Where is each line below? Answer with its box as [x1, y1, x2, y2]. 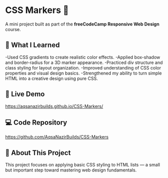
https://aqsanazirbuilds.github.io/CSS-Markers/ [5, 103, 103, 109]
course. [5, 26, 21, 32]
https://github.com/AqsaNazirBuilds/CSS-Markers [5, 134, 109, 140]
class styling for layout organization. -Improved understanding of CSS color [5, 64, 161, 70]
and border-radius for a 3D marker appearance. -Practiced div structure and [5, 59, 163, 65]
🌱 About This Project [5, 148, 71, 157]
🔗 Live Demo [5, 90, 45, 98]
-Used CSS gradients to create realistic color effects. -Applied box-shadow [5, 54, 160, 60]
